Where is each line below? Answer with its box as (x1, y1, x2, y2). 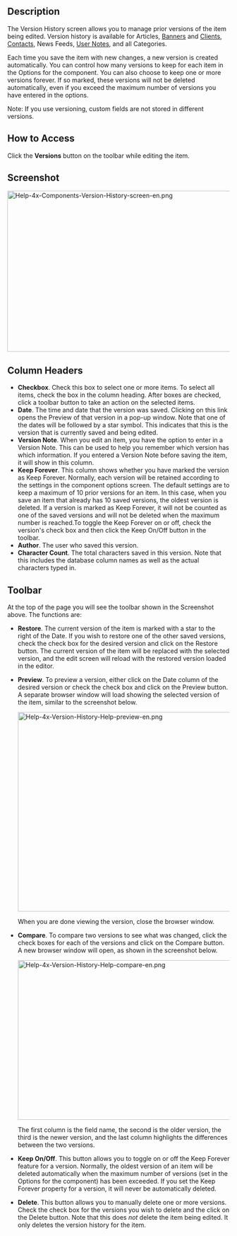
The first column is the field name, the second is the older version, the (17, 1126, 221, 1134)
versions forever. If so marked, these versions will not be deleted (7, 76, 195, 84)
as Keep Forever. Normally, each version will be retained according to (17, 473, 220, 482)
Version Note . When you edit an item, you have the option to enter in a (17, 436, 224, 444)
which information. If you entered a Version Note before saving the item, (17, 451, 228, 459)
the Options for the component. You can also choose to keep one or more (7, 68, 221, 76)
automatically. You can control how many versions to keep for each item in (7, 60, 224, 69)
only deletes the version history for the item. (17, 1220, 147, 1230)
